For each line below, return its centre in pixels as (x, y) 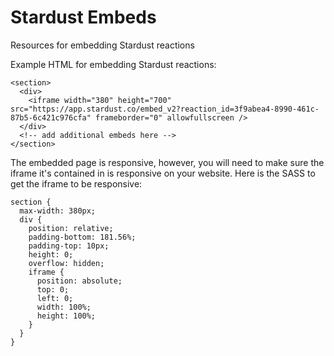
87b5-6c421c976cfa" (51, 117)
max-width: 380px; (58, 211)
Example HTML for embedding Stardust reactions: (113, 64)
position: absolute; (79, 281)
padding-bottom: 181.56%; (82, 237)
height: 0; (51, 254)
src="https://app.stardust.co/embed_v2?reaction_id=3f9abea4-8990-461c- (165, 109)
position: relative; (71, 228)
